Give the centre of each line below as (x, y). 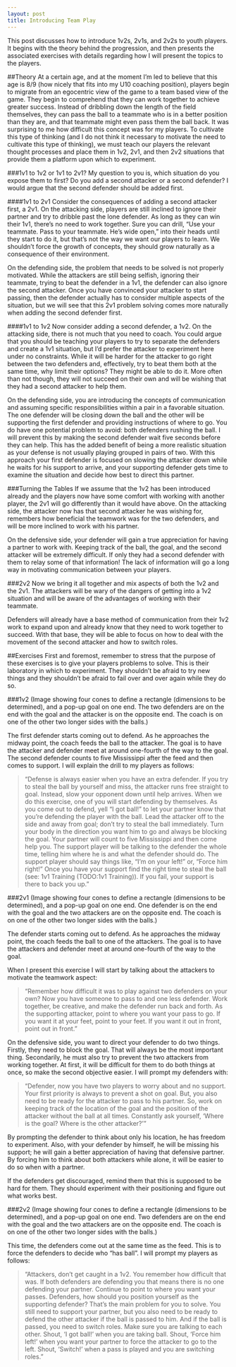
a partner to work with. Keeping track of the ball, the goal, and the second (114, 547)
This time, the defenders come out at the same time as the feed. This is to (114, 1245)
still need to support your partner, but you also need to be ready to (121, 1311)
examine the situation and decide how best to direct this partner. (101, 475)
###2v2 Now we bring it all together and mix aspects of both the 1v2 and (113, 583)
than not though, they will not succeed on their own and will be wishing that (117, 379)
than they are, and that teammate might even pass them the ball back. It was (118, 121)
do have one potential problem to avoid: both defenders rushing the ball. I (114, 430)
